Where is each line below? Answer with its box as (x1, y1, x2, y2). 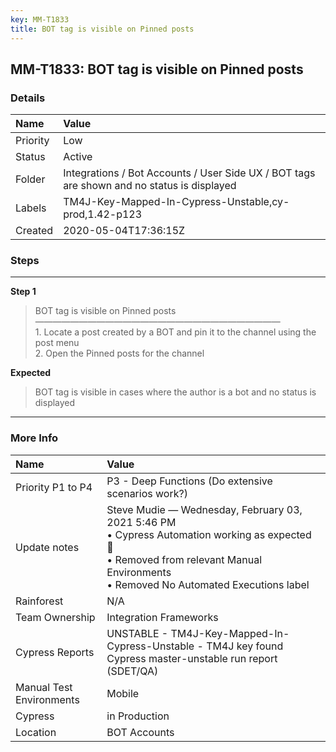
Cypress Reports (15, 645, 95, 659)
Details (10, 91, 46, 105)
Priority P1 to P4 (15, 480, 93, 494)
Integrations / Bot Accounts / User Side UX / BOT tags (63, 166, 316, 180)
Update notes (15, 540, 80, 554)
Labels (15, 201, 47, 215)
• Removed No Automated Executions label (106, 577, 310, 591)
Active (63, 150, 93, 164)
